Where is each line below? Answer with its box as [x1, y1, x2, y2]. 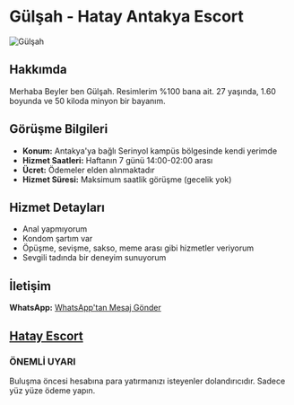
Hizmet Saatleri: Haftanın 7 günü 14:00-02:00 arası [22, 154, 213, 165]
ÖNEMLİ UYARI [9, 355, 76, 367]
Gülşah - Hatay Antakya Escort [9, 6, 245, 27]
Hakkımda [9, 62, 67, 77]
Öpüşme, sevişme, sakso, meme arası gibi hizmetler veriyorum [22, 242, 255, 253]
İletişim [9, 278, 52, 294]
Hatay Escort [9, 328, 83, 343]
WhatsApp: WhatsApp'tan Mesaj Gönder [9, 303, 161, 313]
